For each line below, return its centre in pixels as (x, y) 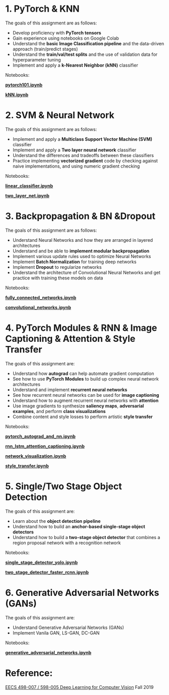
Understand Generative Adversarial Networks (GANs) (68, 627)
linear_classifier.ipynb (29, 185)
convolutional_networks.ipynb (38, 307)
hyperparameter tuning (37, 59)
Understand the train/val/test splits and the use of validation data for (85, 54)
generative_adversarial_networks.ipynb (48, 652)
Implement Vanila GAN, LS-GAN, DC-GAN (56, 633)
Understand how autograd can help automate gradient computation (83, 373)
